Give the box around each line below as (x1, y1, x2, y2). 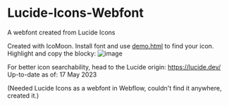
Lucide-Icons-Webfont (7, 5, 144, 21)
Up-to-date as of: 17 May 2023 (7, 70, 97, 79)
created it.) (7, 91, 39, 100)
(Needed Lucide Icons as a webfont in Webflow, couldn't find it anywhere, (7, 84, 222, 92)
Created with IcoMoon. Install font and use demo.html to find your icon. (7, 41, 214, 50)
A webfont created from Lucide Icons (7, 28, 116, 37)
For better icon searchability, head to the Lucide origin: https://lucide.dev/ (7, 62, 221, 71)
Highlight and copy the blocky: (7, 49, 97, 58)
